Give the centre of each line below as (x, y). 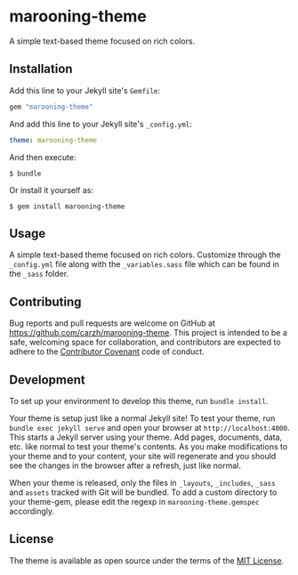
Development (48, 380)
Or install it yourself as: (51, 190)
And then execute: (43, 157)
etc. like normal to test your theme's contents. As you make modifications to (149, 446)
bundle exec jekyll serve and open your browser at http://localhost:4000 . (149, 427)
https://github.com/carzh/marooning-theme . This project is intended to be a (148, 333)
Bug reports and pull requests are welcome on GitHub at (113, 323)
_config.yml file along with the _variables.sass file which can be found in (145, 264)
